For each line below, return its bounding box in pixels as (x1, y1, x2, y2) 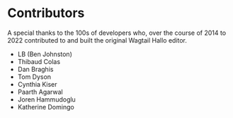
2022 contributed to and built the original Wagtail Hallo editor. (7, 36, 188, 44)
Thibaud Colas (17, 57, 61, 65)
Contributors (7, 5, 85, 21)
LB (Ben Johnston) (17, 50, 72, 58)
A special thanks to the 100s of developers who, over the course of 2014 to (7, 28, 227, 37)
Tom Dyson (17, 73, 52, 81)
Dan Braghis (17, 65, 54, 73)
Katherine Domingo (17, 102, 74, 111)
